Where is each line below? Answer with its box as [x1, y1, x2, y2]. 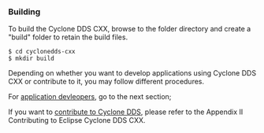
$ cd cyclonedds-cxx [8, 48, 76, 56]
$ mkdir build [8, 54, 55, 63]
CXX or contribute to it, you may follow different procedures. [8, 77, 205, 87]
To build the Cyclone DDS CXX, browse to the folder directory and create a [8, 24, 251, 34]
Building [8, 6, 41, 17]
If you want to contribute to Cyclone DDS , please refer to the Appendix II [8, 107, 244, 116]
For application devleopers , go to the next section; [8, 92, 172, 102]
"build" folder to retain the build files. [8, 32, 128, 42]
